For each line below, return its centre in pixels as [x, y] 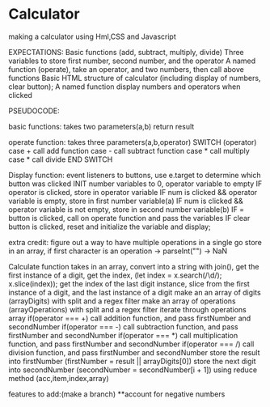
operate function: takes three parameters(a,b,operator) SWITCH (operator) [133, 142]
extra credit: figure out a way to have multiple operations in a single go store [135, 242]
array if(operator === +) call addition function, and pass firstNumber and [130, 318]
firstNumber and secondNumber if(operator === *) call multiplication [123, 335]
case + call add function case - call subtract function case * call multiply [129, 151]
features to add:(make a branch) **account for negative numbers [117, 394]
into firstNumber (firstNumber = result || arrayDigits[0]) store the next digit [132, 361]
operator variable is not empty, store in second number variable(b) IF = [127, 209]
